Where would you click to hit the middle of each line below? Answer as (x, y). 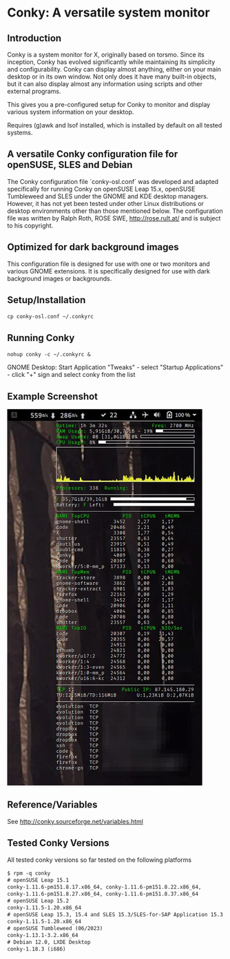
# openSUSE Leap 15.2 (38, 900)
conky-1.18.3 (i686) (37, 949)
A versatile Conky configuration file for (93, 154)
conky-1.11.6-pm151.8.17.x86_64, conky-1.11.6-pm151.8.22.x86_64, (104, 887)
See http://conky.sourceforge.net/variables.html (75, 821)
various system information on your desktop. (71, 112)
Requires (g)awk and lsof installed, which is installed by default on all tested (115, 125)
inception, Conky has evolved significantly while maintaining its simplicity (111, 62)
